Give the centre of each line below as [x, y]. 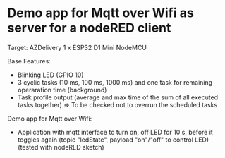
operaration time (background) [62, 90]
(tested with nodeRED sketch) [61, 147]
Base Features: [29, 61]
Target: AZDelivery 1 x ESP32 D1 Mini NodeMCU [77, 47]
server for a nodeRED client [89, 28]
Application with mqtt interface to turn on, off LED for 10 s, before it [115, 132]
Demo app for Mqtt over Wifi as [101, 13]
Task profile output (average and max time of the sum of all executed [118, 97]
